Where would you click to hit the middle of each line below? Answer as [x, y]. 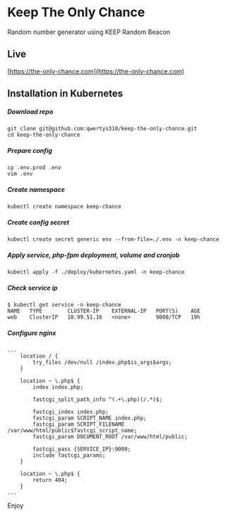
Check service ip [32, 288]
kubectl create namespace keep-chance [64, 207]
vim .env [20, 174]
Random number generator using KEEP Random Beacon [89, 32]
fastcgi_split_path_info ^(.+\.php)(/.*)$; [97, 399]
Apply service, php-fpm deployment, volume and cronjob [94, 255]
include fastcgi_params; [69, 455]
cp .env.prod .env [34, 168]
